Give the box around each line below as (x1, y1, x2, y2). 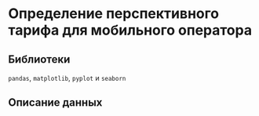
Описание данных (8, 96, 103, 110)
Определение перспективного (8, 5, 220, 23)
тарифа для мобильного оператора (8, 21, 253, 39)
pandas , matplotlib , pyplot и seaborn (8, 74, 126, 82)
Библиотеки (8, 53, 71, 66)
